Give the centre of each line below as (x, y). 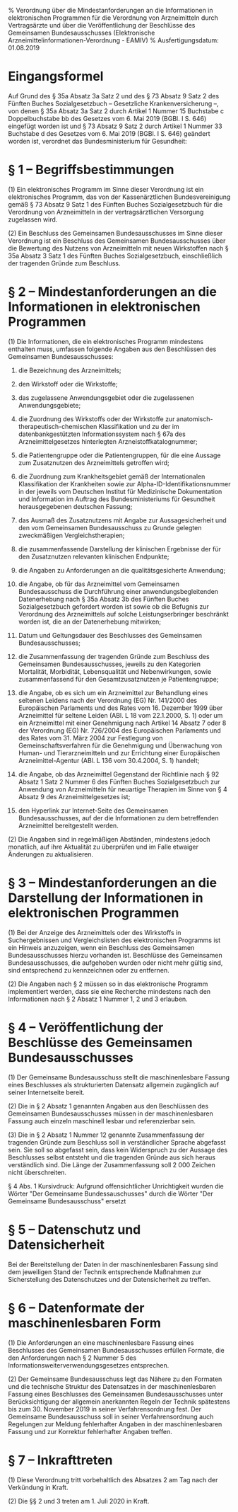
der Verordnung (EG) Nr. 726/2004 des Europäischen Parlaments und (119, 730)
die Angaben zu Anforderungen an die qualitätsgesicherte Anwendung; (122, 570)
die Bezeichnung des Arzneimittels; (70, 370)
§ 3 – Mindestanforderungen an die (113, 883)
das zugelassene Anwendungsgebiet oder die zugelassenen (106, 397)
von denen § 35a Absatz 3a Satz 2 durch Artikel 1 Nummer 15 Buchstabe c (116, 111)
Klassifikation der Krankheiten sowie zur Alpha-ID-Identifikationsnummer (124, 483)
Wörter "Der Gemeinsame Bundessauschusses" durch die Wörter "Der (111, 1193)
